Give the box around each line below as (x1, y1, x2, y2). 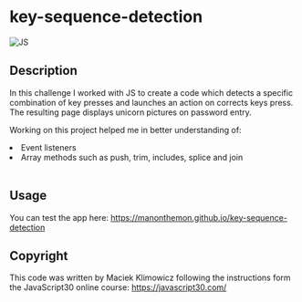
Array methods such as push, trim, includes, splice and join (21, 151, 244, 162)
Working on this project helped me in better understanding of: (9, 124, 242, 135)
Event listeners (21, 141, 77, 152)
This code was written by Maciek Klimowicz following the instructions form (9, 272, 291, 284)
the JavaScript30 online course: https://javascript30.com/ (9, 282, 227, 293)
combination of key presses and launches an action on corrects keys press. (9, 97, 294, 108)
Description (9, 63, 78, 78)
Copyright (9, 248, 68, 264)
